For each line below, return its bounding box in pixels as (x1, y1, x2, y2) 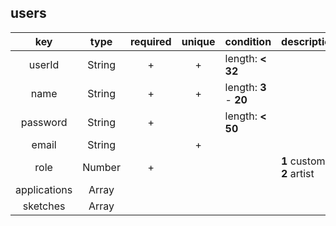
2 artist (281, 166, 315, 180)
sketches (22, 199, 66, 213)
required (129, 34, 172, 48)
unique (181, 34, 216, 48)
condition (224, 34, 272, 48)
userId (28, 57, 60, 71)
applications (15, 182, 73, 196)
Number (82, 160, 121, 174)
